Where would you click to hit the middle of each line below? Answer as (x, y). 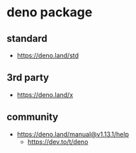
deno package (50, 12)
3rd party (28, 78)
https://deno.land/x (45, 95)
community (33, 117)
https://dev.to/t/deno (58, 142)
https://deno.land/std (48, 55)
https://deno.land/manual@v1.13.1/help (73, 134)
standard (27, 39)
